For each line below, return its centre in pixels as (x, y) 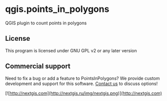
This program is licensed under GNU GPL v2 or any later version (71, 50)
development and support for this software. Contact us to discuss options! (82, 84)
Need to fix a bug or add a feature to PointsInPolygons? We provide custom (83, 78)
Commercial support (38, 66)
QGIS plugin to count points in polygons (46, 23)
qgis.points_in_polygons (57, 9)
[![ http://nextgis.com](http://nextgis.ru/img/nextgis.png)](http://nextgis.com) (83, 93)
